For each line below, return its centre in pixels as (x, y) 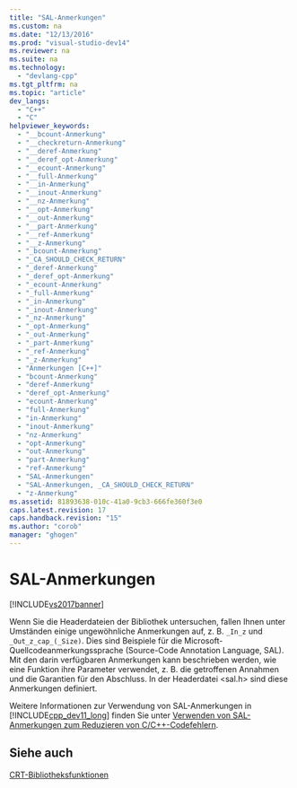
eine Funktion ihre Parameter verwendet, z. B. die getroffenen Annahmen (144, 669)
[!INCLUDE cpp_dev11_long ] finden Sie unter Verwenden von (120, 715)
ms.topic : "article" (48, 92)
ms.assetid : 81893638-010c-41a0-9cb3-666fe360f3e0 (106, 502)
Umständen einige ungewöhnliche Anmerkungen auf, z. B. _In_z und (136, 631)
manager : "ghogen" (44, 535)
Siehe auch (41, 753)
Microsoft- (203, 640)
